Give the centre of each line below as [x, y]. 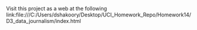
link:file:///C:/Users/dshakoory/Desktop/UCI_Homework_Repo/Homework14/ [99, 15]
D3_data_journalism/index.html [44, 21]
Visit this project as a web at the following [56, 9]
